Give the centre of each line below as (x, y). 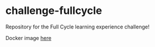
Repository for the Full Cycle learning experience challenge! (77, 27)
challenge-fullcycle (54, 11)
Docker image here (29, 38)
